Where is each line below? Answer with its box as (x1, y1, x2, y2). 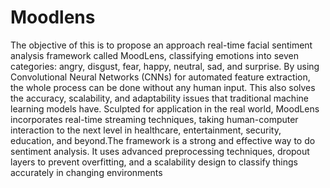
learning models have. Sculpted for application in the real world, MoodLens (10, 102, 320, 115)
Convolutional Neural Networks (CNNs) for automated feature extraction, (10, 71, 311, 83)
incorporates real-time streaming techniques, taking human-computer (10, 113, 299, 125)
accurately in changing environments (10, 166, 163, 178)
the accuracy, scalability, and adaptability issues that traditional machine (10, 92, 309, 104)
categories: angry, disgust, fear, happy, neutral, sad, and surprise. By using (10, 60, 320, 72)
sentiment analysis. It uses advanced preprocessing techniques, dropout (10, 145, 310, 157)
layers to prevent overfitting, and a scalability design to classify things (10, 156, 299, 168)
